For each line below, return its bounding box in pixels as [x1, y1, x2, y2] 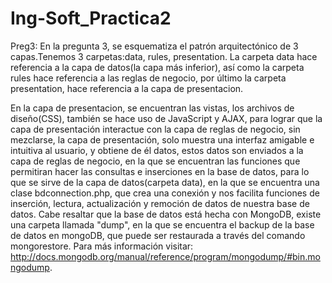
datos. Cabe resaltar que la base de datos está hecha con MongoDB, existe [10, 208, 322, 220]
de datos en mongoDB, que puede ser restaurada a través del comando [10, 229, 306, 241]
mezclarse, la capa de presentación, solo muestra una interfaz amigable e [10, 133, 315, 146]
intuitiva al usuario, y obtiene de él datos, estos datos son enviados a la [10, 144, 304, 156]
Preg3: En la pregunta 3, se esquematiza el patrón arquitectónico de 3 [10, 40, 299, 52]
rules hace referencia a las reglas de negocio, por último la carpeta [10, 72, 287, 84]
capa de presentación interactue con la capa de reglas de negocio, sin [10, 123, 301, 135]
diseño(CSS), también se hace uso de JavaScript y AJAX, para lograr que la [10, 112, 323, 124]
